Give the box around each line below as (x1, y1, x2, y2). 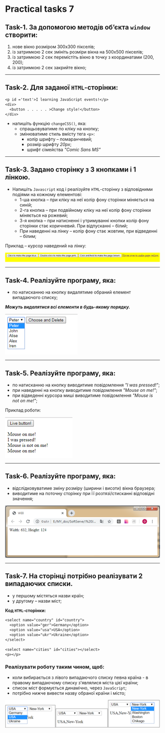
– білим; (19, 233, 37, 239)
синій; (19, 202, 33, 207)
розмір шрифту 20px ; (27, 141, 72, 147)
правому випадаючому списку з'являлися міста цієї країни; (12, 680, 138, 686)
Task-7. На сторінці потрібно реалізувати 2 (5, 572, 143, 581)
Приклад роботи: (5, 407, 41, 413)
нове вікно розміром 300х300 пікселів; (12, 44, 95, 50)
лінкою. (5, 173, 30, 181)
